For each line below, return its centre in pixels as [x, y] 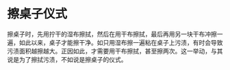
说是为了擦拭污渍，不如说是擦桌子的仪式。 [67, 59]
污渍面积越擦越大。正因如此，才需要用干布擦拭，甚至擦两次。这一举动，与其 [115, 51]
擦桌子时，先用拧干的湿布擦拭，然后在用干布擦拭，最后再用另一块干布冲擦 [112, 34]
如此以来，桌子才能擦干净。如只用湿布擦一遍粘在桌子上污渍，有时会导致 [121, 42]
